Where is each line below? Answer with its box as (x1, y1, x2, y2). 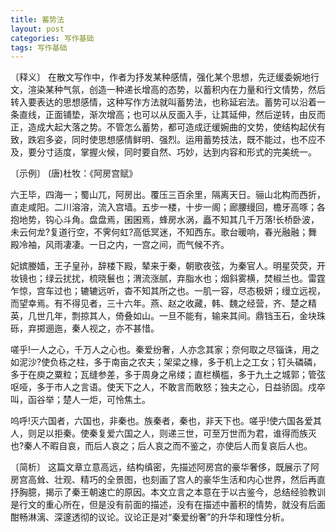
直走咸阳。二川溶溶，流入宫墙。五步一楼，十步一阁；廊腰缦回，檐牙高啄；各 (10, 201, 326, 213)
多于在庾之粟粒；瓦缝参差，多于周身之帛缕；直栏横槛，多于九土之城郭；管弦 (10, 369, 326, 381)
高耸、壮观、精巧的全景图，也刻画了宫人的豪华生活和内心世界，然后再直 (27, 474, 326, 486)
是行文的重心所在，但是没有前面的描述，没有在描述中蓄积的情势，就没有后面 (10, 499, 326, 511)
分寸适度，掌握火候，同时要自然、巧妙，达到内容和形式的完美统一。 (36, 146, 317, 158)
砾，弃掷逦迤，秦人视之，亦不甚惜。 (10, 322, 160, 335)
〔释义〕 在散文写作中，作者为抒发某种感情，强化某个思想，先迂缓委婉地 (10, 71, 311, 83)
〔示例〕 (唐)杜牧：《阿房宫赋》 (10, 167, 138, 180)
